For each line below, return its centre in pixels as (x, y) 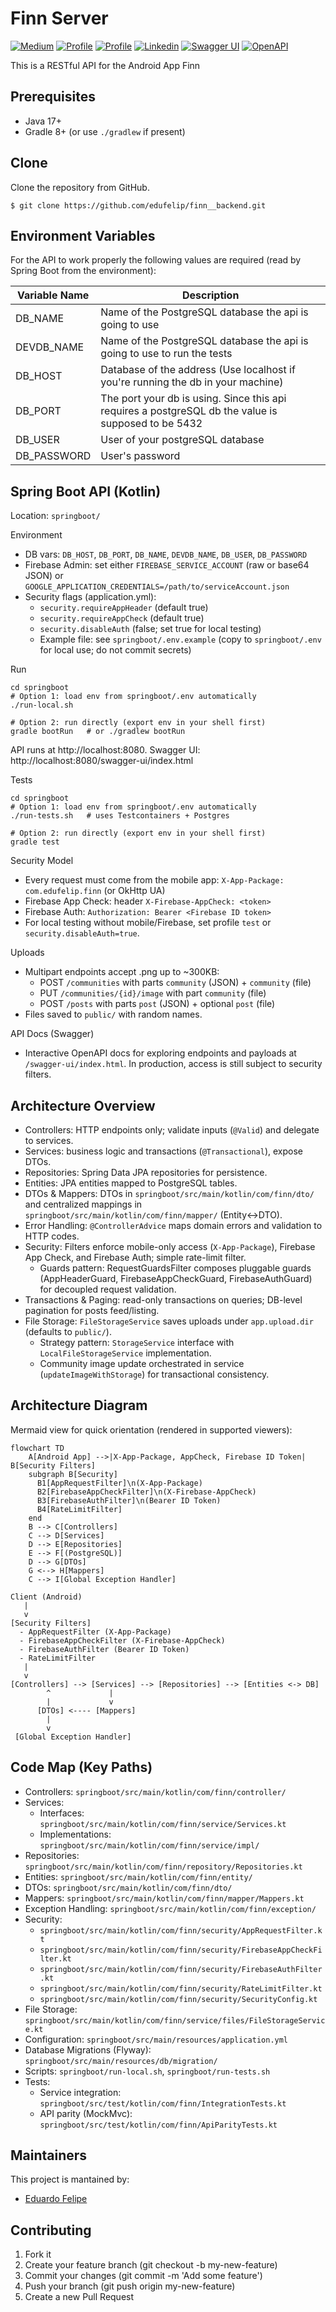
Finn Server (59, 18)
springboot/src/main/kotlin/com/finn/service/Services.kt (163, 1824)
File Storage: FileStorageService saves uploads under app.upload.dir (169, 1321)
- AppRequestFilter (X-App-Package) (95, 1632)
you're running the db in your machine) (192, 382)
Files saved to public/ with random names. (113, 1014)
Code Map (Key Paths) (81, 1767)
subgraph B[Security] (73, 1474)
